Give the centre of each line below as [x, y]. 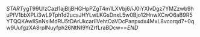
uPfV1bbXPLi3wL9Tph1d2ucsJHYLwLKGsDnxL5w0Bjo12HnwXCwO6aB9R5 [99, 15]
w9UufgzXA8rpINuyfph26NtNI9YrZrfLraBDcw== [67, 27]
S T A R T [15, 9]
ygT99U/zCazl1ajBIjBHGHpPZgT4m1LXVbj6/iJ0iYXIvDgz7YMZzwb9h [108, 9]
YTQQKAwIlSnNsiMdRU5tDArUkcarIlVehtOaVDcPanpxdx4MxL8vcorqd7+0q [100, 21]
